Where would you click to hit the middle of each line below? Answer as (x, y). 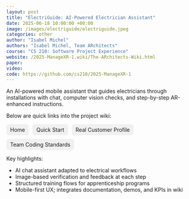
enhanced (19, 104)
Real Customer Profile (103, 130)
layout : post (23, 12)
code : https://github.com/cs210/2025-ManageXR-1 (69, 74)
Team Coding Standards (40, 145)
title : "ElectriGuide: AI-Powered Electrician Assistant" (81, 18)
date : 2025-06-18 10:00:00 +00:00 (50, 23)
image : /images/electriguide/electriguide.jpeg (68, 29)
